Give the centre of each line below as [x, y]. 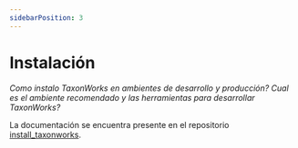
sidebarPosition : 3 [46, 18]
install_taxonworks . [46, 134]
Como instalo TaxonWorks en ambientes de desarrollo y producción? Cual [149, 88]
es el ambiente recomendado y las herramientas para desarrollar [132, 97]
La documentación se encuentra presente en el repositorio [119, 124]
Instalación [52, 62]
